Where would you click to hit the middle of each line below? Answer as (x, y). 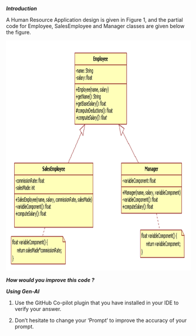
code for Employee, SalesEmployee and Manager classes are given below (95, 26)
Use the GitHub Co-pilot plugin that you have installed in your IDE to (97, 303)
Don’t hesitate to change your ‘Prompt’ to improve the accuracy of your (100, 320)
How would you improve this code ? (50, 280)
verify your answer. (38, 309)
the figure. (18, 32)
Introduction (21, 9)
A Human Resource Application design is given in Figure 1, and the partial (94, 20)
